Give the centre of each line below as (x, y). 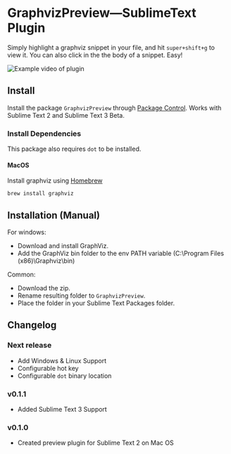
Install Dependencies (44, 133)
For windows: (27, 232)
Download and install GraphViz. (63, 246)
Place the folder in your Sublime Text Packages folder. (96, 303)
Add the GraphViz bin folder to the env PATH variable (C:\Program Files (120, 253)
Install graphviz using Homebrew (55, 180)
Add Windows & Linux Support (62, 360)
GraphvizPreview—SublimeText (102, 13)
